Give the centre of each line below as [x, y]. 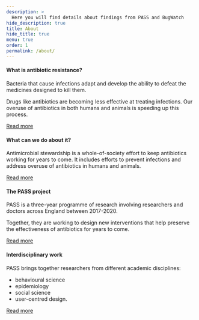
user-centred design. [41, 299]
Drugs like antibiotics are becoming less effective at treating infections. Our [99, 101]
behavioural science [40, 280]
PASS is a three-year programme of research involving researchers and [95, 205]
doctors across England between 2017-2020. [62, 211]
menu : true [20, 40]
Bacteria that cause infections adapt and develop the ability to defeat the [96, 83]
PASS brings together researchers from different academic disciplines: [94, 268]
